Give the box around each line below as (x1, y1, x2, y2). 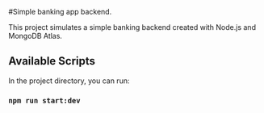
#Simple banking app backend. (8, 7, 112, 16)
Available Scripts (8, 54, 95, 68)
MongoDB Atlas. (8, 31, 63, 40)
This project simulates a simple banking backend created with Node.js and (8, 23, 257, 31)
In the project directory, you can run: (8, 76, 130, 86)
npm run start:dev (8, 96, 81, 105)
